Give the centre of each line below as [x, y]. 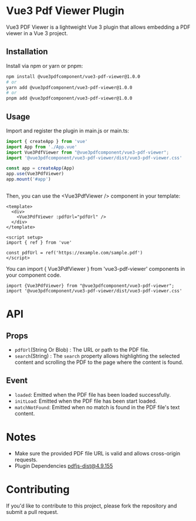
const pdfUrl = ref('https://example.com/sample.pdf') [75, 253]
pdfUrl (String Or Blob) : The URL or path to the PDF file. [82, 349]
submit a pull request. [32, 512]
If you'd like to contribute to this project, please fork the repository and [92, 506]
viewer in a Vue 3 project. [37, 33]
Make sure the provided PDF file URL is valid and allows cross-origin [97, 453]
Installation [27, 52]
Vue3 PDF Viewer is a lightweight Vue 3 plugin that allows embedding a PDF [98, 27]
